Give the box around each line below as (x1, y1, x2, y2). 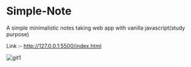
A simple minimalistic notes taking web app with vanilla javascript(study (6, 24, 186, 31)
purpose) (6, 30, 29, 37)
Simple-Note (6, 4, 72, 18)
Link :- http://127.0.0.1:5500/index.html (6, 42, 102, 49)
